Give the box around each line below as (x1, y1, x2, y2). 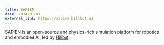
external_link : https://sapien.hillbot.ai (5, 16, 94, 21)
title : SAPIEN (5, 7, 34, 12)
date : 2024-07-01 (5, 12, 41, 16)
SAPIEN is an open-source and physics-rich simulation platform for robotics (5, 30, 159, 35)
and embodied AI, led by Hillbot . (5, 34, 70, 40)
